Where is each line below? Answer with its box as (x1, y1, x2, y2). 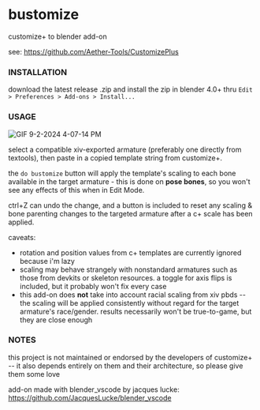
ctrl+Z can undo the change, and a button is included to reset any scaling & (8, 200, 253, 210)
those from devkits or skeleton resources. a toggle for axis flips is (19, 273, 232, 282)
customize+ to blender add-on (8, 32, 108, 41)
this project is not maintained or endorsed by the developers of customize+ (8, 352, 253, 362)
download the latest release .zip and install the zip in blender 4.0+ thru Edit (8, 85, 254, 94)
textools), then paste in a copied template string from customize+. (8, 152, 223, 163)
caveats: (8, 232, 36, 242)
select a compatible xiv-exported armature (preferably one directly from (8, 145, 242, 154)
